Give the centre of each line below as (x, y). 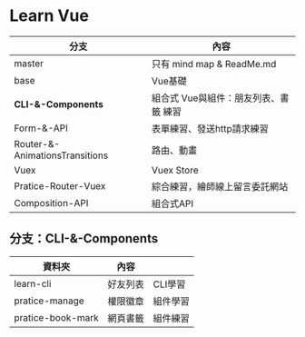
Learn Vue (49, 16)
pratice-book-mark (56, 317)
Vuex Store (175, 170)
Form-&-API (41, 128)
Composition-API (51, 203)
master (29, 63)
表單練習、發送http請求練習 (210, 128)
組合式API (172, 203)
